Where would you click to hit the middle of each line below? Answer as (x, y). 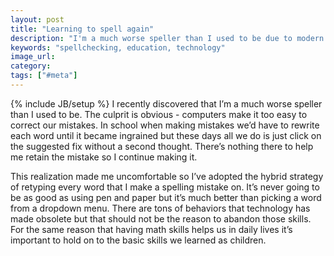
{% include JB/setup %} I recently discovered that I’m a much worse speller (166, 103)
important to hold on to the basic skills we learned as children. (138, 240)
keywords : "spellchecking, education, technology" (118, 47)
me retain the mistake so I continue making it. (104, 157)
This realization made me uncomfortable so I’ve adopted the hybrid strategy (167, 176)
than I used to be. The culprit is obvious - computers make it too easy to (159, 114)
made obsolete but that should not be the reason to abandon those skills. (161, 218)
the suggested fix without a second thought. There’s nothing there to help (162, 146)
